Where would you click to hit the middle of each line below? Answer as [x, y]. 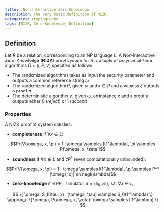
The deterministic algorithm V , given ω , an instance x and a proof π [80, 96]
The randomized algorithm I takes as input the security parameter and [83, 75]
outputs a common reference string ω [50, 80]
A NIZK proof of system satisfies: [39, 125]
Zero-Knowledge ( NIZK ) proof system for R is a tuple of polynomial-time [79, 61]
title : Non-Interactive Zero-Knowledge [47, 10]
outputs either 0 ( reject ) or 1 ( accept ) [50, 101]
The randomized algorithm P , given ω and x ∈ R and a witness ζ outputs [86, 86]
